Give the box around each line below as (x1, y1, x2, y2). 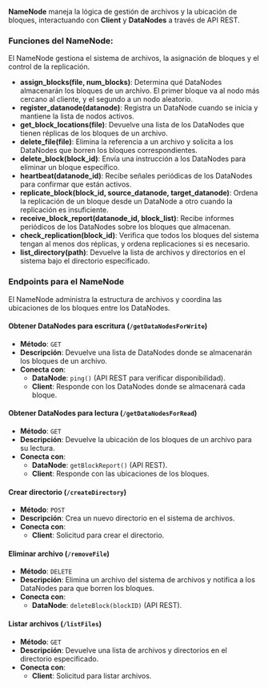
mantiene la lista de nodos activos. (19, 111, 134, 121)
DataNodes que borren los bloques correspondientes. (19, 146, 198, 155)
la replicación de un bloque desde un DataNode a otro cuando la (19, 196, 234, 207)
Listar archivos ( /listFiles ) (8, 619, 102, 628)
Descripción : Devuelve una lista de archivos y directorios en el (19, 645, 228, 655)
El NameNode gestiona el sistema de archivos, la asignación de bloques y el (8, 54, 259, 63)
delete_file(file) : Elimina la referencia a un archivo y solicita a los (19, 137, 234, 147)
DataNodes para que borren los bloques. (19, 584, 154, 593)
